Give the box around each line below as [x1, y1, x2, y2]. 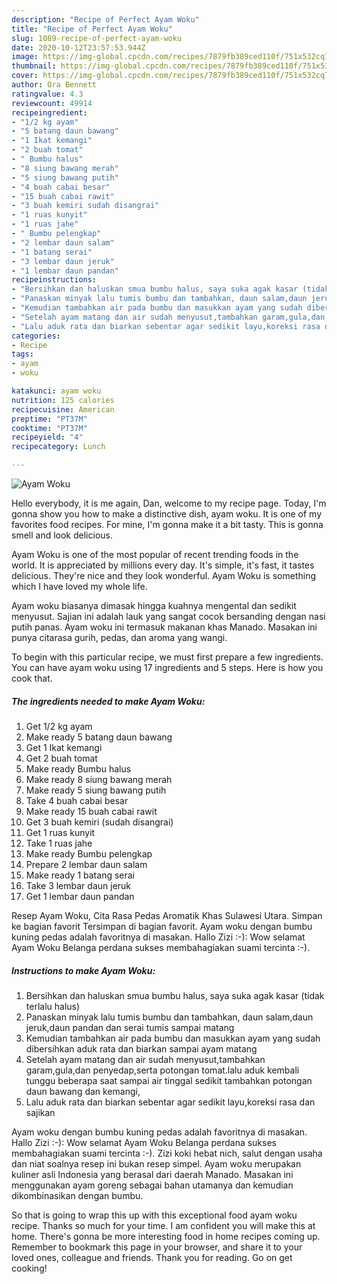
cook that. [11, 672, 53, 684]
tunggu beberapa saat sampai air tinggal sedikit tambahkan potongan [25, 1074, 313, 1086]
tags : [11, 349, 34, 360]
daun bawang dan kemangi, [25, 1085, 141, 1097]
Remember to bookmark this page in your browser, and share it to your [11, 1241, 303, 1253]
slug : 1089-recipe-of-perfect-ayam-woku [11, 33, 183, 43]
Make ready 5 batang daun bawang [25, 731, 173, 743]
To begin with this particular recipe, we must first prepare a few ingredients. [11, 651, 324, 663]
